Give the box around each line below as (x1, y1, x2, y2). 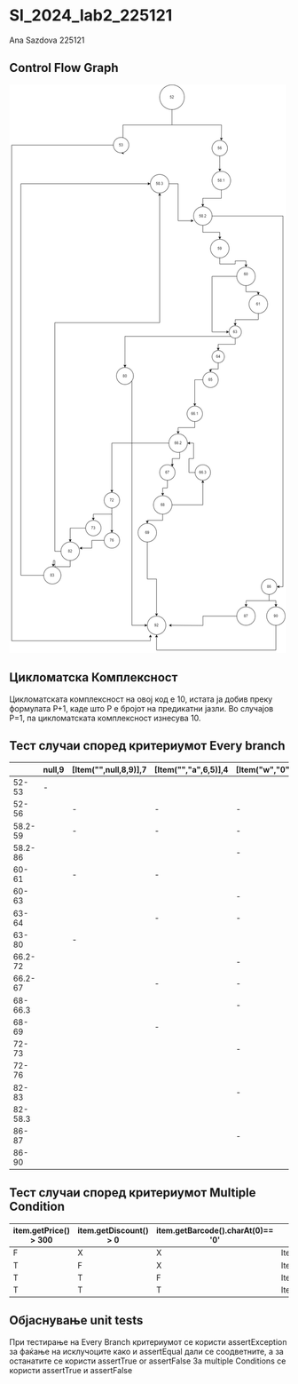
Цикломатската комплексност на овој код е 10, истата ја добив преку (9, 694, 273, 704)
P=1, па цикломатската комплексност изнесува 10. (9, 712, 201, 723)
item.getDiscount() (77, 1225, 149, 1236)
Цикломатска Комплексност (9, 670, 178, 685)
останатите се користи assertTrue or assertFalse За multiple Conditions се (9, 1356, 286, 1366)
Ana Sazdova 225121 (9, 35, 85, 45)
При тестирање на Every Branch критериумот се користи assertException (9, 1336, 287, 1347)
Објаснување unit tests (9, 1313, 144, 1328)
